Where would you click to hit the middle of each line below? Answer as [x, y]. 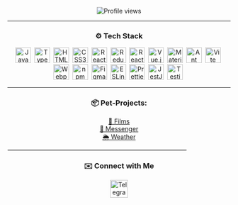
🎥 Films [119, 121]
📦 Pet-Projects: [119, 103]
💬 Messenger [119, 128]
